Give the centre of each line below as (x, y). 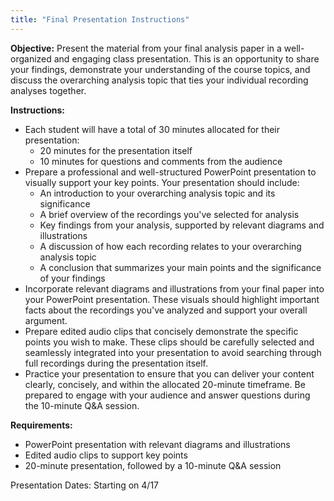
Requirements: (41, 425)
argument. (46, 320)
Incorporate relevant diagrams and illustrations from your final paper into (174, 288)
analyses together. (48, 90)
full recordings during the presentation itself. (116, 363)
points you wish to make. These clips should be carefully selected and (169, 342)
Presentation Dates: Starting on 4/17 (85, 485)
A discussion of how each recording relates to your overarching (170, 246)
